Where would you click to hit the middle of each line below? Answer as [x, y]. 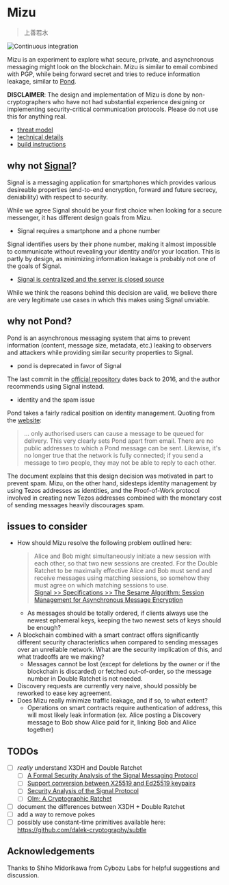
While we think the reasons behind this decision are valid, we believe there [112, 292]
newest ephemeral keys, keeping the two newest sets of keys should [124, 620]
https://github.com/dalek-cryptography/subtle [82, 829]
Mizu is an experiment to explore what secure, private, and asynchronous [110, 59]
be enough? [44, 628]
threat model [35, 130]
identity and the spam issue [56, 400]
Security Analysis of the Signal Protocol [83, 791]
